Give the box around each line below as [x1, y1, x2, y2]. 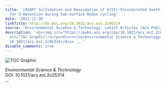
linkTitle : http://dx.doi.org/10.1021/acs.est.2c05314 [5, 21, 121, 26]
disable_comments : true [5, 44, 54, 49]
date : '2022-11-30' [5, 16, 45, 21]
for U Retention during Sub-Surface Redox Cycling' [9, 12, 119, 17]
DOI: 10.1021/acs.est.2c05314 [5, 72, 65, 78]
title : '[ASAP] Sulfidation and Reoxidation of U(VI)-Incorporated [5, 7, 147, 12]
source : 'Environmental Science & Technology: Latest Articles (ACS [5, 26, 149, 30]
